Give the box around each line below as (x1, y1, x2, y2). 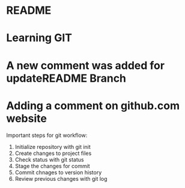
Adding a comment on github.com (6, 99, 180, 112)
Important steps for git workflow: (6, 132, 88, 139)
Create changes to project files (14, 150, 92, 157)
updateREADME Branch (6, 71, 127, 85)
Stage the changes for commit (14, 162, 90, 169)
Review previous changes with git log (14, 175, 108, 182)
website (6, 112, 47, 125)
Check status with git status (14, 156, 84, 163)
